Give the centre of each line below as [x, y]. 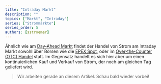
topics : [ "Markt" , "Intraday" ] [37, 19]
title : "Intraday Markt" [30, 10]
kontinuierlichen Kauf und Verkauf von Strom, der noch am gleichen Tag [78, 62]
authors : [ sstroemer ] [27, 32]
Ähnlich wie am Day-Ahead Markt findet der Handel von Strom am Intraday [81, 46]
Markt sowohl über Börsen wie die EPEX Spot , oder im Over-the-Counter [79, 51]
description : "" [22, 14]
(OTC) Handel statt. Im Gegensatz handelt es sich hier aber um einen [75, 56]
